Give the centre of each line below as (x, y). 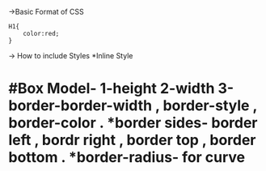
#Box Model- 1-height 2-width (112, 89)
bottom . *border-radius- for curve (127, 158)
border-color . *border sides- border (133, 123)
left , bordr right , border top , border (132, 140)
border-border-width (80, 106)
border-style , (210, 106)
